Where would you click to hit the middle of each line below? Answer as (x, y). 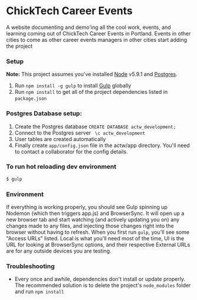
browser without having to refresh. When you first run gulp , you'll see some (98, 232)
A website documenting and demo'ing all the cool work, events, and (88, 27)
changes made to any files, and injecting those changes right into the (90, 226)
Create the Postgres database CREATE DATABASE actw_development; (95, 126)
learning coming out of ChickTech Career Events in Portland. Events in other (98, 33)
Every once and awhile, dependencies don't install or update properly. (100, 279)
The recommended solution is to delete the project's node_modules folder (103, 285)
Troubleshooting (30, 266)
